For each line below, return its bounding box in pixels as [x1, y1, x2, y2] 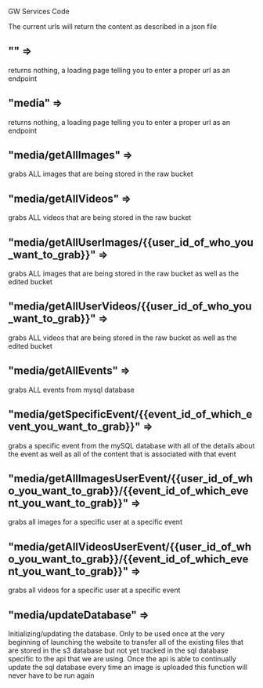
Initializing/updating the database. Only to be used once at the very [8, 628, 225, 639]
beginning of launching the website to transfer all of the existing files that [8, 637, 244, 646]
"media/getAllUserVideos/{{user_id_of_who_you [8, 300, 252, 313]
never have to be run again [8, 671, 95, 680]
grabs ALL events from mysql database [8, 385, 135, 394]
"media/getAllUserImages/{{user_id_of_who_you [8, 236, 254, 249]
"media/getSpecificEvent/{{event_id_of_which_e [8, 408, 253, 421]
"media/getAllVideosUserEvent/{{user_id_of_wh [8, 540, 252, 553]
